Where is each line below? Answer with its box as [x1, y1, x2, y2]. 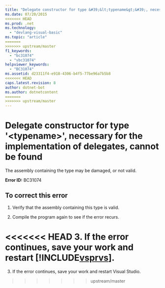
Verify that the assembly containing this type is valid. [12, 204, 119, 210]
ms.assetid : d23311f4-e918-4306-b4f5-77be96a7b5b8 [5, 71, 111, 76]
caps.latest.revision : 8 [5, 80, 56, 85]
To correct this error [5, 192, 68, 200]
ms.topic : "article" [5, 35, 48, 40]
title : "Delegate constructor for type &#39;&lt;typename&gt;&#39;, [5, 7, 148, 12]
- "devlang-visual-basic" [9, 30, 63, 35]
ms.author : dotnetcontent [5, 90, 58, 95]
